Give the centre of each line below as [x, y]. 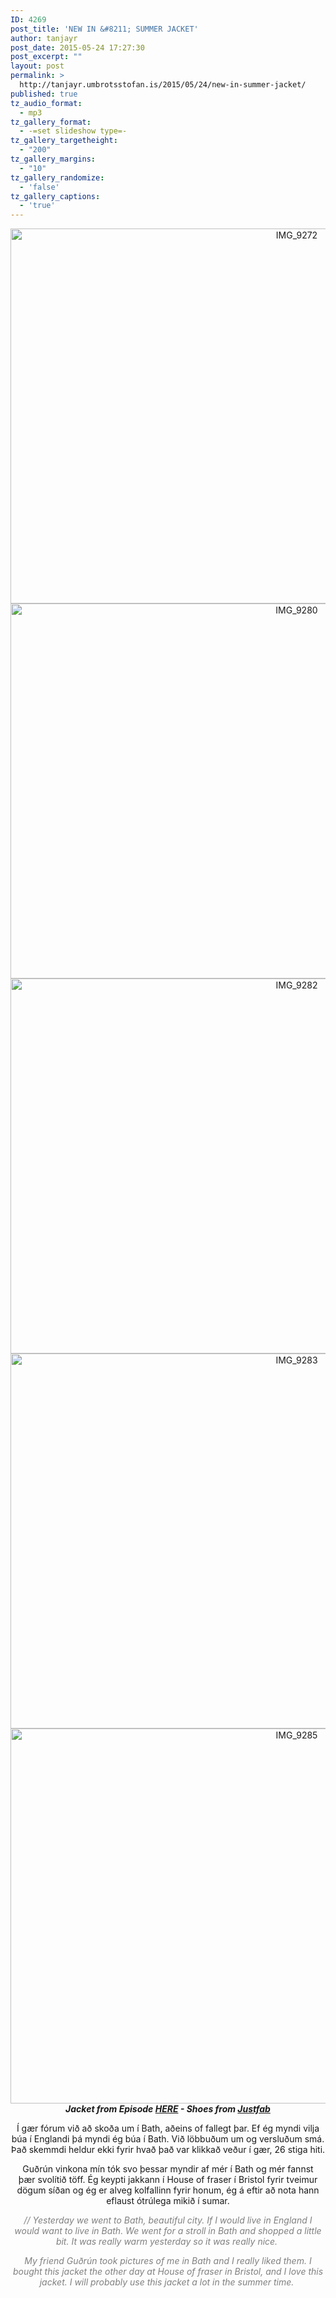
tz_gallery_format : [51, 122]
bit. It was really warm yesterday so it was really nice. [166, 2242]
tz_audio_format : [46, 103]
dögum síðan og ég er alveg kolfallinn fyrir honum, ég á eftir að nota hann [168, 2190]
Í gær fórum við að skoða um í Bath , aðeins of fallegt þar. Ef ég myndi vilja [168, 2128]
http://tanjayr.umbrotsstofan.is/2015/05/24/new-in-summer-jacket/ [163, 85]
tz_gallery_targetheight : [64, 141]
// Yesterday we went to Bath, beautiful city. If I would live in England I [168, 2220]
